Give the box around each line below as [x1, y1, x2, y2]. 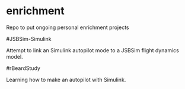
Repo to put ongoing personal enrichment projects [6, 24, 129, 31]
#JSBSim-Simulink [6, 35, 52, 42]
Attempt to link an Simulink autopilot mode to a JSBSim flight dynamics [6, 46, 179, 54]
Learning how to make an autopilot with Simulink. [6, 76, 126, 83]
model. [6, 53, 23, 60]
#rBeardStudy [6, 64, 40, 72]
